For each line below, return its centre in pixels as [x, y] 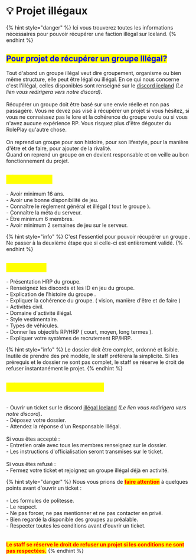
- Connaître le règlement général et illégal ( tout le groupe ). [79, 206]
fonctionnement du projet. [38, 161]
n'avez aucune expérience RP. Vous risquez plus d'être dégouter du [89, 123]
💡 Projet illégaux [47, 11]
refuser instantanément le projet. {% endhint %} [64, 369]
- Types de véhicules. [32, 325]
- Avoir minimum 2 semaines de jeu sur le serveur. [67, 225]
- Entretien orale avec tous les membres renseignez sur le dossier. [86, 445]
